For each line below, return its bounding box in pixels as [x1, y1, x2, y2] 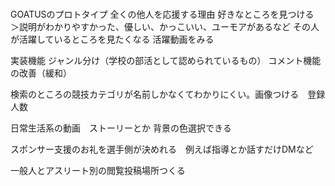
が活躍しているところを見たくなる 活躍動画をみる [10, 33, 215, 45]
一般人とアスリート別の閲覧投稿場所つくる [10, 164, 186, 176]
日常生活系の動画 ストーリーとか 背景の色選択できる [10, 122, 232, 134]
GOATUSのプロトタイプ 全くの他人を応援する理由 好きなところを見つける [10, 8, 315, 20]
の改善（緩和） [10, 67, 72, 79]
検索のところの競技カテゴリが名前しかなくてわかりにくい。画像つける [10, 88, 300, 100]
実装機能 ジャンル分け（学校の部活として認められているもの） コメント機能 [10, 54, 322, 66]
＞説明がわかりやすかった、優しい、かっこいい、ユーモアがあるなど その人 [10, 20, 320, 32]
